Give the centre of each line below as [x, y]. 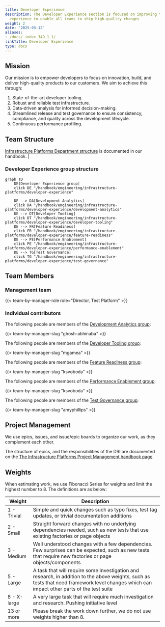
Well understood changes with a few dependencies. [93, 544]
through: [14, 88]
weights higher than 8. [59, 617]
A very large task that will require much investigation [93, 597]
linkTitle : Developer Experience [39, 42]
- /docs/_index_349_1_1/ [30, 37]
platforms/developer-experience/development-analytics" [63, 209]
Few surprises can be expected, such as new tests [91, 550]
